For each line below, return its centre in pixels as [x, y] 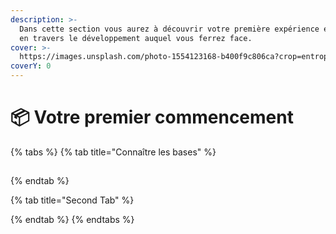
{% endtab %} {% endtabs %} [72, 220]
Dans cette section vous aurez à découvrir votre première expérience [169, 29]
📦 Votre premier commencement [152, 117]
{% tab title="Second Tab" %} [72, 200]
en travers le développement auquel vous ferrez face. [136, 38]
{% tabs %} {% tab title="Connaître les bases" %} [113, 152]
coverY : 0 [31, 66]
